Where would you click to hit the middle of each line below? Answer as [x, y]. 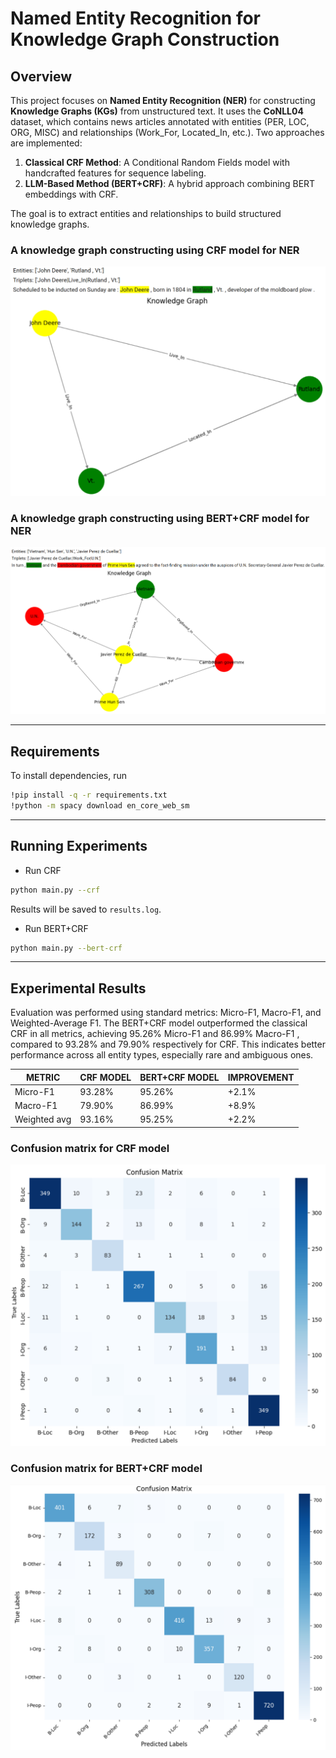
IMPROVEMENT [261, 1077]
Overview [41, 76]
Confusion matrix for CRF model [90, 1148]
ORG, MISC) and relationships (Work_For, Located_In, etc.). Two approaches [167, 132]
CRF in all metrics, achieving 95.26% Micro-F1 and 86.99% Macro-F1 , [155, 1034]
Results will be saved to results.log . [86, 909]
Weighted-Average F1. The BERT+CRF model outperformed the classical [159, 1023]
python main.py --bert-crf [66, 948]
